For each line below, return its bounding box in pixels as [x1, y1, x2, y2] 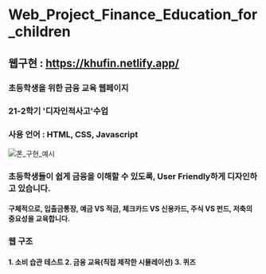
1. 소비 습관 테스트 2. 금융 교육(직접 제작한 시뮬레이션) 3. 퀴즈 [8, 257, 197, 267]
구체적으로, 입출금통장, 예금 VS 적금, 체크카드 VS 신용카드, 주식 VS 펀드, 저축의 [8, 204, 253, 213]
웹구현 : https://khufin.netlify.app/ [8, 56, 179, 69]
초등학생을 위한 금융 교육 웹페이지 [8, 82, 129, 93]
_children [8, 22, 71, 41]
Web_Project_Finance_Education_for [8, 6, 258, 24]
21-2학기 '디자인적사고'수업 [8, 105, 109, 117]
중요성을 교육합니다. [8, 214, 70, 224]
